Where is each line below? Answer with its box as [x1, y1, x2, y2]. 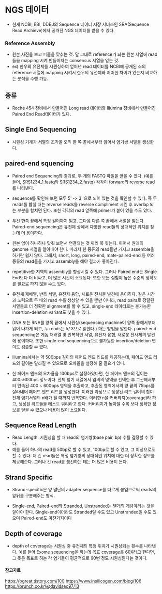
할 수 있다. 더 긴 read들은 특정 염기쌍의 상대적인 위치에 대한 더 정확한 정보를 [12, 453, 155, 459]
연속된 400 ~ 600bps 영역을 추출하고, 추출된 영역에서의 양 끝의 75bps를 [17, 383, 155, 388]
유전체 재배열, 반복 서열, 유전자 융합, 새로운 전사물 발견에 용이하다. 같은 [12, 291, 146, 297]
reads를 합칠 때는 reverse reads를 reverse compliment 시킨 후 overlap [12, 201, 149, 207]
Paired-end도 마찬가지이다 [21, 515, 73, 521]
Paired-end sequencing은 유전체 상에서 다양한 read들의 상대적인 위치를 [12, 224, 149, 229]
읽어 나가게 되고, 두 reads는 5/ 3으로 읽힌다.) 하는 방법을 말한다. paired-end [12, 325, 157, 331]
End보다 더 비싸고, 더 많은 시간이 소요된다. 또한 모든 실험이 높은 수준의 [12, 274, 145, 280]
